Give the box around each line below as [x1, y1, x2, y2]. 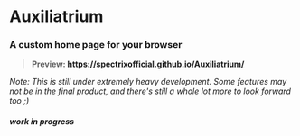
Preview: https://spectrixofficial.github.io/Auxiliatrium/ [31, 59, 245, 69]
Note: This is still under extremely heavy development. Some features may [9, 77, 287, 87]
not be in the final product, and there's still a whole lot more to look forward [9, 86, 292, 96]
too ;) [9, 95, 30, 106]
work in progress [9, 116, 75, 127]
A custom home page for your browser [9, 39, 183, 51]
